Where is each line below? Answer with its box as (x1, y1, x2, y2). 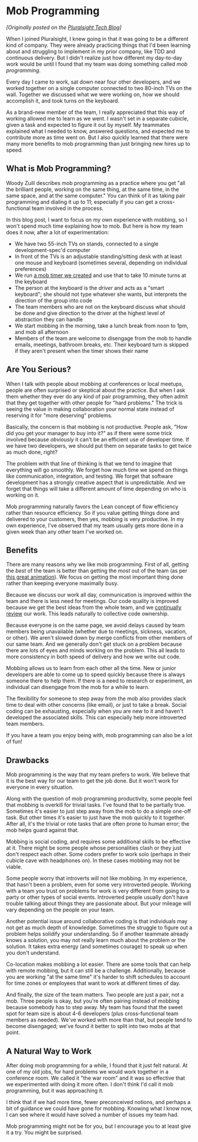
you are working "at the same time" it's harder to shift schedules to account (6, 974, 190, 981)
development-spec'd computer (14, 246, 90, 253)
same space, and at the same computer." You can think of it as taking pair (6, 192, 186, 199)
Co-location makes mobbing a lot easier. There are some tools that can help (6, 961, 191, 968)
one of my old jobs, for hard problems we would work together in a (6, 1068, 169, 1075)
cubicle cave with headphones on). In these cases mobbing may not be (6, 857, 180, 864)
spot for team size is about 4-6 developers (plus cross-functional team (6, 1010, 178, 1017)
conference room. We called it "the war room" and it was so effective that (6, 1074, 185, 1082)
